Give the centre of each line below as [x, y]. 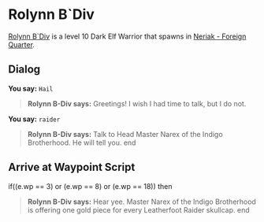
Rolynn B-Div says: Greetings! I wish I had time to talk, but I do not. [137, 103]
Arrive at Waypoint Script [72, 167]
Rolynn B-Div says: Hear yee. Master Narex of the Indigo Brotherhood [141, 202]
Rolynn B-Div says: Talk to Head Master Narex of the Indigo [125, 134]
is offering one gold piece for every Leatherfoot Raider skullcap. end [138, 209]
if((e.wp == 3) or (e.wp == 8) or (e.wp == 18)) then [90, 186]
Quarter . [22, 44]
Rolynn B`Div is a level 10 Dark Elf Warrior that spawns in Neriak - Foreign [127, 36]
